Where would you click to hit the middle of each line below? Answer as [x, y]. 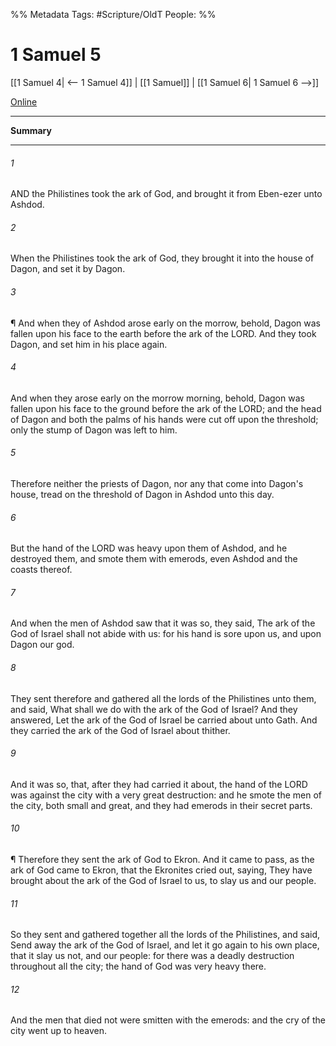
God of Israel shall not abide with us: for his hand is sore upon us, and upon [166, 634]
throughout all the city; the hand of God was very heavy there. [138, 966]
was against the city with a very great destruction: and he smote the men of [166, 795]
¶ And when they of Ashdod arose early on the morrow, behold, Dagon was [165, 323]
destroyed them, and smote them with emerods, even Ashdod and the [154, 559]
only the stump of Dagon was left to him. [94, 430]
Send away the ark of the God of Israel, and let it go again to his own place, [165, 945]
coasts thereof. [41, 570]
